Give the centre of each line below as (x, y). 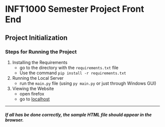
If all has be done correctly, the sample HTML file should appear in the (79, 115)
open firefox (32, 94)
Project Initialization (36, 38)
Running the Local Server (38, 78)
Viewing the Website (33, 88)
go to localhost (35, 99)
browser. (14, 120)
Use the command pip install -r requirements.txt (73, 73)
